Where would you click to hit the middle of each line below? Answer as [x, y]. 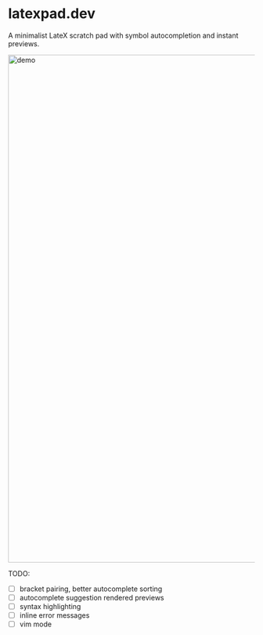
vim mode [36, 624]
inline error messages [54, 615]
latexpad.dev [52, 14]
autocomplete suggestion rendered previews [92, 598]
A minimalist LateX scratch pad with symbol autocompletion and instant [123, 35]
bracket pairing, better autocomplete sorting [91, 589]
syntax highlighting [50, 607]
